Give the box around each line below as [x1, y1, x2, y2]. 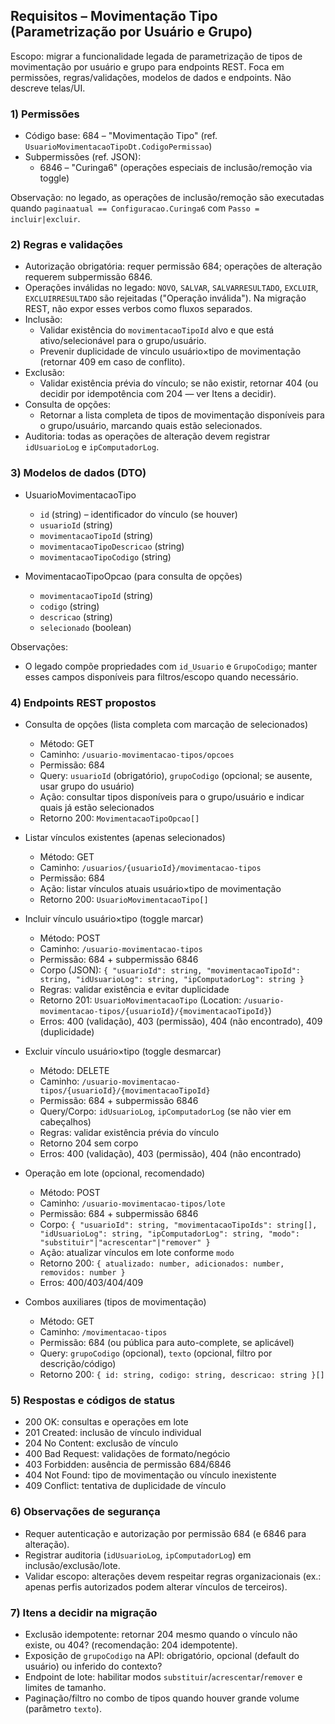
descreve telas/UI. [10, 82, 86, 94]
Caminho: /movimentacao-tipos [39, 1326, 168, 1338]
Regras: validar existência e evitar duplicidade [39, 984, 230, 995]
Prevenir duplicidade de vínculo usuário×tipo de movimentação [39, 345, 302, 358]
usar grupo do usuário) [39, 780, 135, 792]
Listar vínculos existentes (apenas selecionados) [24, 832, 226, 843]
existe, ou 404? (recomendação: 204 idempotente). [24, 1639, 238, 1651]
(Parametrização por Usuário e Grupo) [10, 24, 253, 41]
